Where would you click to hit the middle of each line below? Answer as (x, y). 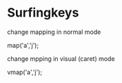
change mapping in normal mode (54, 32)
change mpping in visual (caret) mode (61, 58)
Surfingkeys (43, 13)
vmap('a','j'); (25, 72)
